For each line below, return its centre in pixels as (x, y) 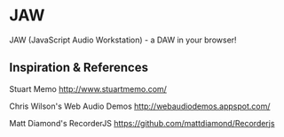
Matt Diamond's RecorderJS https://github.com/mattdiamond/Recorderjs (142, 123)
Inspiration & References (79, 68)
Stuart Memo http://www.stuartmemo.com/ (88, 88)
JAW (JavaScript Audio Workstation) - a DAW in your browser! (123, 40)
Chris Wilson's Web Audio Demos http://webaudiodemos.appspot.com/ (140, 106)
